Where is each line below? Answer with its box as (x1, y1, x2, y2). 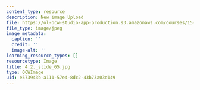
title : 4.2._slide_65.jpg (6, 63, 70, 70)
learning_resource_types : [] (6, 53, 79, 59)
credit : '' (11, 42, 39, 48)
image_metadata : (6, 31, 46, 37)
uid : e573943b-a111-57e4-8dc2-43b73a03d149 (6, 75, 116, 81)
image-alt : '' (11, 47, 46, 53)
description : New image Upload (6, 14, 84, 20)
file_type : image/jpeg (6, 25, 62, 31)
